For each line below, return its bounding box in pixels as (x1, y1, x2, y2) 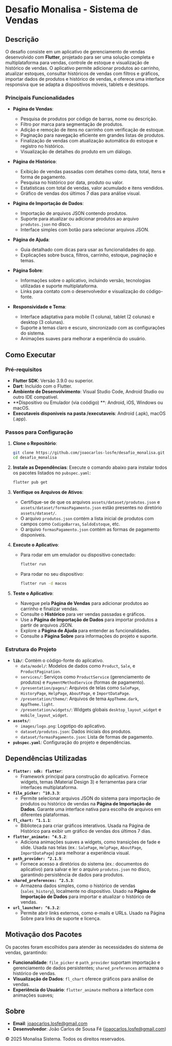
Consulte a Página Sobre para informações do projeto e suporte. (20, 633, 158, 639)
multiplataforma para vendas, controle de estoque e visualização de (5, 60, 149, 65)
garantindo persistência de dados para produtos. (20, 871, 124, 877)
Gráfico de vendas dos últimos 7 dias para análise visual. (20, 190, 141, 196)
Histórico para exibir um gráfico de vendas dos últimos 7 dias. (20, 828, 152, 834)
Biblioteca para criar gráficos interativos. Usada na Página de (20, 822, 150, 829)
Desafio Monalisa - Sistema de (5, 4, 139, 15)
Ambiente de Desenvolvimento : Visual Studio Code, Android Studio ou (12, 388, 164, 394)
